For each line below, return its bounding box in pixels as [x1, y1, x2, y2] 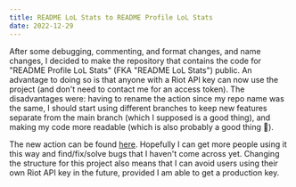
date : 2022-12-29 [9, 21, 74, 30]
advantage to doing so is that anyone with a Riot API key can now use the [9, 74, 279, 85]
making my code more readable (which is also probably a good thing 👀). [9, 121, 275, 132]
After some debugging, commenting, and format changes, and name [9, 45, 261, 56]
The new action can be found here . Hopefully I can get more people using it [9, 139, 287, 150]
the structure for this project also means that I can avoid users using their [9, 158, 279, 168]
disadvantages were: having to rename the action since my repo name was [9, 93, 285, 103]
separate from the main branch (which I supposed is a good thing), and [9, 112, 271, 123]
